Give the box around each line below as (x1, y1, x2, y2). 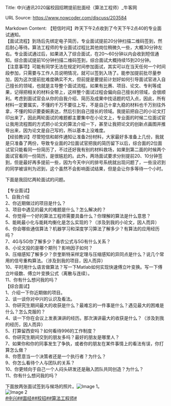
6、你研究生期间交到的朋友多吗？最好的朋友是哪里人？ (5, 334, 120, 340)
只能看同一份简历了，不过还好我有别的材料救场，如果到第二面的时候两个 (14, 147, 166, 152)
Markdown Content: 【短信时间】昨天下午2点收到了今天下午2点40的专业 (5, 25, 158, 31)
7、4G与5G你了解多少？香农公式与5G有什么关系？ (5, 238, 111, 244)
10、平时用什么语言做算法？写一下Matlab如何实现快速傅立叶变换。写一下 (5, 264, 158, 270)
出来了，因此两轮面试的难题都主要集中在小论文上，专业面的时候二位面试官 (9, 114, 166, 121)
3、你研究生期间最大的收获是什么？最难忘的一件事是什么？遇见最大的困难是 (5, 302, 164, 308)
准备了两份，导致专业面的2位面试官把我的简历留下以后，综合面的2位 (14, 140, 158, 146)
